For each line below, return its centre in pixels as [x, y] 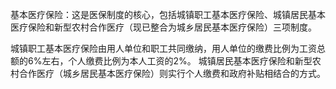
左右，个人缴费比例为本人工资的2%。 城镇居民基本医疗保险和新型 [177, 61]
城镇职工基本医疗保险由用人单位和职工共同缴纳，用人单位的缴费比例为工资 [163, 48]
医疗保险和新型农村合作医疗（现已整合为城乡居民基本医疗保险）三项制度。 [163, 27]
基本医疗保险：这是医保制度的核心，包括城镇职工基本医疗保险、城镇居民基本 [168, 14]
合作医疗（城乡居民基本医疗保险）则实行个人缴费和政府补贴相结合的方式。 [172, 73]
